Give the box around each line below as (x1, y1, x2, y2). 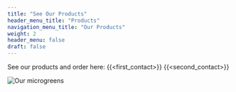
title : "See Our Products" (7, 10, 87, 18)
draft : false (7, 43, 46, 50)
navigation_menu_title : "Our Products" (7, 23, 126, 30)
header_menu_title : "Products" (7, 17, 100, 24)
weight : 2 (7, 30, 37, 38)
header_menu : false (7, 37, 65, 44)
